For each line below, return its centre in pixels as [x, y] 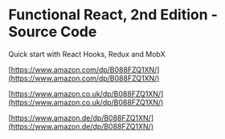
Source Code [53, 32]
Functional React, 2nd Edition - [113, 15]
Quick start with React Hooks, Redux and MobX [87, 54]
